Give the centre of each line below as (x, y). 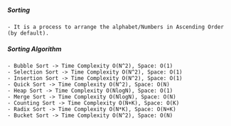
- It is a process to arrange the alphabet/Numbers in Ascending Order (116, 27)
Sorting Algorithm (34, 49)
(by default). (28, 33)
